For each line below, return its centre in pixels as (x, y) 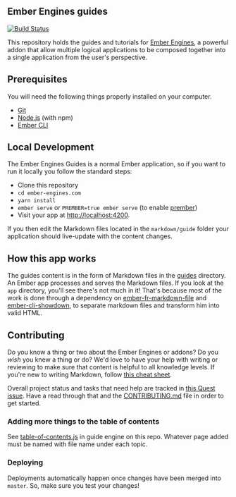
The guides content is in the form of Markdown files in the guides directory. (117, 276)
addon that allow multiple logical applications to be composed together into (117, 49)
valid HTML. (25, 313)
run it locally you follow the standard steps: (70, 171)
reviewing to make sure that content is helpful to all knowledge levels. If (111, 367)
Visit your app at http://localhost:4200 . (74, 215)
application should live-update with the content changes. (90, 236)
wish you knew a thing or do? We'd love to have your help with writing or (113, 360)
